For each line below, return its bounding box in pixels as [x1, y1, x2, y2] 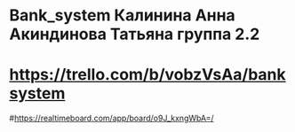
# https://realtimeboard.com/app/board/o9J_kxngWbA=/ [9, 113, 215, 124]
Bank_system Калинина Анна [9, 5, 235, 26]
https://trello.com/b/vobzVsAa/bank [9, 65, 286, 85]
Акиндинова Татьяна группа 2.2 [9, 24, 260, 44]
